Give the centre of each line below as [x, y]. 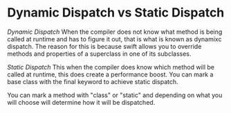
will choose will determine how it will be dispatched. [81, 102]
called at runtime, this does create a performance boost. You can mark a [110, 74]
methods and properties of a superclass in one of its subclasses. [99, 54]
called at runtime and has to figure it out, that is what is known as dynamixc [114, 39]
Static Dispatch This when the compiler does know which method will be [111, 67]
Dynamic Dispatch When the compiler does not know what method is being [115, 32]
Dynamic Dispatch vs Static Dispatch [116, 13]
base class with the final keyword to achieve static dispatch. [93, 81]
